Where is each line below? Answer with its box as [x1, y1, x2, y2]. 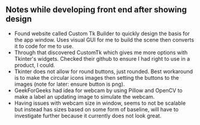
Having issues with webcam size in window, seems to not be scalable [14, 99, 186, 107]
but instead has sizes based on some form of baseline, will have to [14, 105, 179, 112]
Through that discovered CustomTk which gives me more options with [14, 49, 188, 56]
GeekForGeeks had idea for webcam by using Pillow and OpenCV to [14, 86, 183, 94]
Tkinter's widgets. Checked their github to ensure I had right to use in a [14, 55, 190, 62]
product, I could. [14, 61, 55, 68]
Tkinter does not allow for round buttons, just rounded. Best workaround [14, 68, 193, 75]
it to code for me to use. [14, 42, 74, 49]
